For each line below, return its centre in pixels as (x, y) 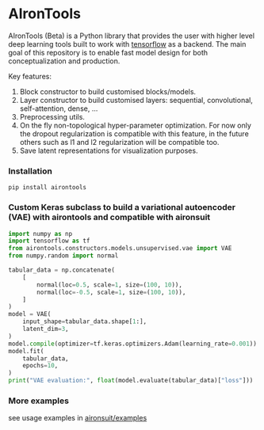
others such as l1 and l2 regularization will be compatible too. (119, 142)
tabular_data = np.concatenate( (61, 270)
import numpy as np (40, 234)
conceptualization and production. (64, 61)
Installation (31, 171)
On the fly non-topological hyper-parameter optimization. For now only (136, 125)
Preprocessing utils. (52, 116)
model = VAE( (30, 314)
